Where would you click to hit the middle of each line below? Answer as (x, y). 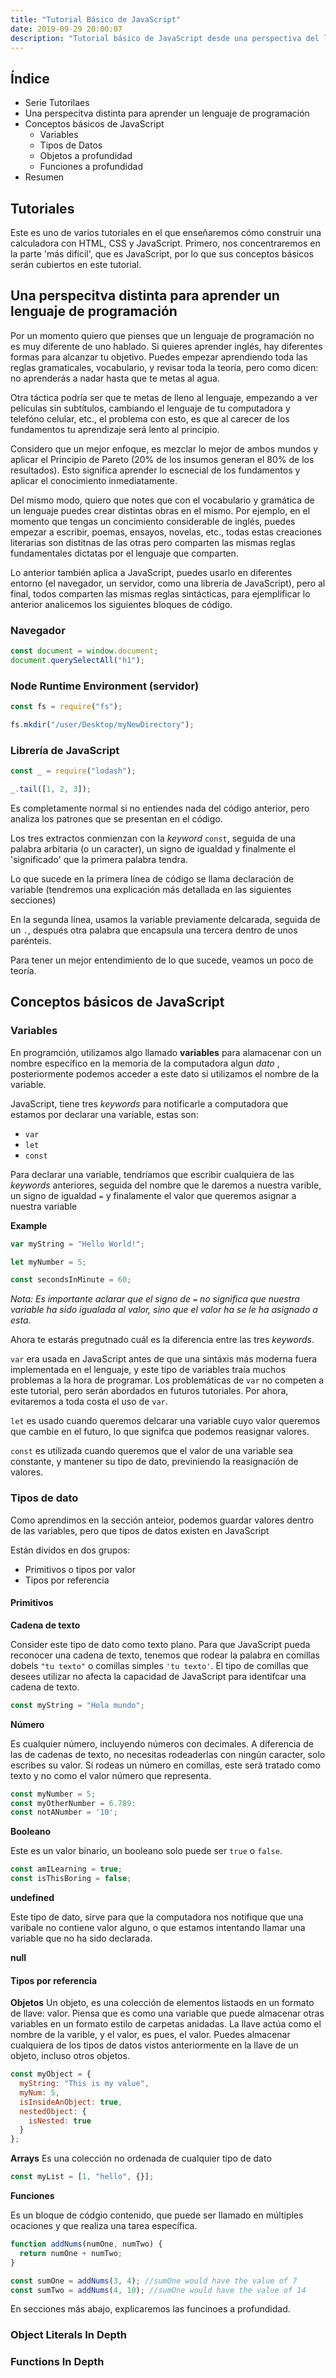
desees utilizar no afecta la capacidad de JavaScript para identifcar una (158, 1676)
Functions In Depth (57, 2362)
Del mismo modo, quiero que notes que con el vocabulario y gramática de (162, 500)
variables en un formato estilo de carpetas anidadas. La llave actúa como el (166, 2024)
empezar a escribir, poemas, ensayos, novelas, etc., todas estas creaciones (166, 532)
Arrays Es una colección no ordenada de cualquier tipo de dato (141, 2158)
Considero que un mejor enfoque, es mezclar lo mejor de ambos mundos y (164, 448)
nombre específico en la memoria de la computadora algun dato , (145, 1063)
